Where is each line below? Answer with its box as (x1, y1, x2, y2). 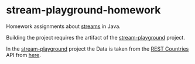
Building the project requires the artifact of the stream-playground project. (6, 34, 186, 41)
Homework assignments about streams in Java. (6, 23, 121, 30)
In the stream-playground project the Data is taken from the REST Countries (6, 45, 189, 52)
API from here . (6, 51, 41, 58)
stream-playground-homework (6, 3, 161, 17)
